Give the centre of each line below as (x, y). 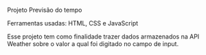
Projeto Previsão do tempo (45, 10)
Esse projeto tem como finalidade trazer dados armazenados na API (103, 36)
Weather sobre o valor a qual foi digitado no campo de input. (93, 44)
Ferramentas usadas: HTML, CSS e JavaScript (73, 23)
